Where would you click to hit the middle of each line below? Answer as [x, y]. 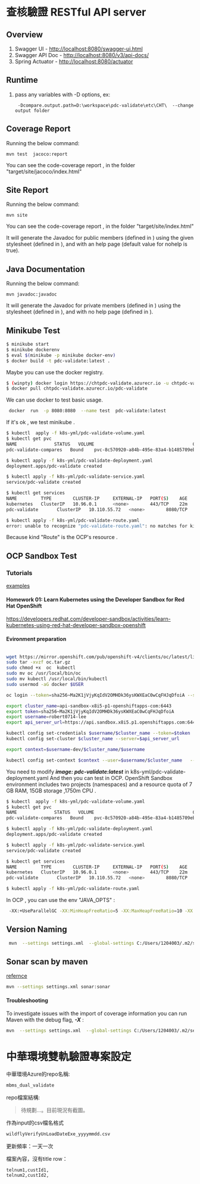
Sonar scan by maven [47, 961]
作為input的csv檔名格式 [35, 1123]
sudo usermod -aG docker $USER [45, 684]
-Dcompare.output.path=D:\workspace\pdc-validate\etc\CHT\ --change [106, 105]
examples [18, 586]
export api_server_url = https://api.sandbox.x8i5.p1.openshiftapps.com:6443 [102, 723]
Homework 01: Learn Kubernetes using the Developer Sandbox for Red [95, 599]
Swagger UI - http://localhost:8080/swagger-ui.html [79, 49]
